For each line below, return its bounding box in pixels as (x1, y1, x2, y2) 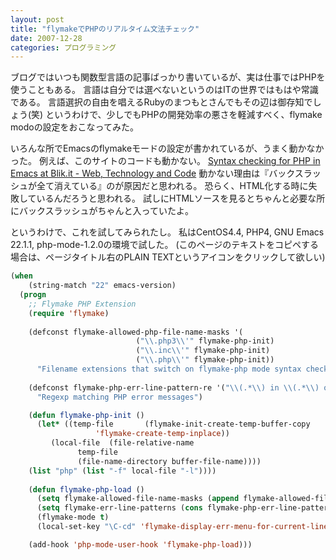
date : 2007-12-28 (10, 33, 83, 43)
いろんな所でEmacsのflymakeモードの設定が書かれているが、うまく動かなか (10, 142, 325, 155)
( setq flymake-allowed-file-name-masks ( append (36, 494, 240, 504)
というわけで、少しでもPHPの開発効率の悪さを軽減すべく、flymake (45, 109, 323, 121)
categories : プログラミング (10, 42, 117, 53)
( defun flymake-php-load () (28, 484, 145, 495)
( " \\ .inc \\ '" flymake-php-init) (135, 346, 271, 356)
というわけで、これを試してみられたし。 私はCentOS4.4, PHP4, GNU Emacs (10, 226, 325, 238)
